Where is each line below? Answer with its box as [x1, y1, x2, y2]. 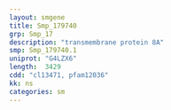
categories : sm [9, 87, 66, 96]
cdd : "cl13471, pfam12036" [9, 71, 109, 80]
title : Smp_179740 [9, 21, 77, 30]
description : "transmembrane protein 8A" [9, 37, 165, 47]
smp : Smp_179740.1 [9, 46, 77, 55]
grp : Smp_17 [9, 29, 53, 38]
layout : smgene [9, 12, 66, 22]
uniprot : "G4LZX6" [9, 54, 77, 63]
